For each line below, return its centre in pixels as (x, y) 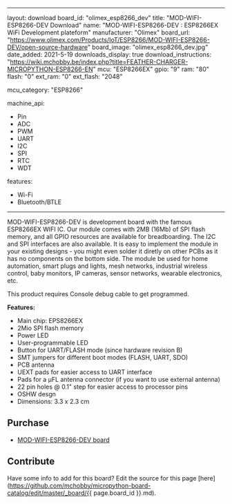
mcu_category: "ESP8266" (45, 90)
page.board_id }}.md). (125, 493)
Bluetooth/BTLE (39, 202)
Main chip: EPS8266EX (50, 321)
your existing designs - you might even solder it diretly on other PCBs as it (113, 251)
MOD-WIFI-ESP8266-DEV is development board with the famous (99, 222)
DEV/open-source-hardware (48, 47)
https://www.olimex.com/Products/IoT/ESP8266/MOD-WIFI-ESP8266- (110, 40)
